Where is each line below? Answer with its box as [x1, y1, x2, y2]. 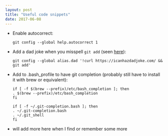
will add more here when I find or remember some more [12, 126, 127, 132]
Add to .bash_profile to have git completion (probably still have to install [12, 71, 160, 77]
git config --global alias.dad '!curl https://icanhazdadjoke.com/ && [12, 58, 163, 63]
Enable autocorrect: [12, 30, 53, 36]
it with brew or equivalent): [12, 77, 68, 83]
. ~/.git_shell [12, 113, 44, 118]
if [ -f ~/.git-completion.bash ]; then [12, 104, 98, 109]
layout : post [5, 7, 32, 12]
